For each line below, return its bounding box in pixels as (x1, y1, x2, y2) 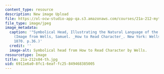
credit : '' (9, 43, 32, 48)
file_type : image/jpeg (5, 20, 51, 26)
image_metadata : (5, 25, 38, 30)
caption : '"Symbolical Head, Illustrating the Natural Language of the (9, 30, 159, 35)
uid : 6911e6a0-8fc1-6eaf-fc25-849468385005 (5, 61, 95, 66)
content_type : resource (5, 7, 54, 12)
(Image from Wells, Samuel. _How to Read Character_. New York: (14, 35, 147, 39)
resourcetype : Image (5, 52, 47, 57)
